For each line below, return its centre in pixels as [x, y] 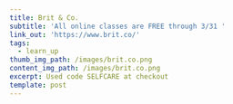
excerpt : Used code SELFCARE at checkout [89, 77]
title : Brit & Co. [44, 18]
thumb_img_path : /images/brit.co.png [81, 60]
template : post [38, 85]
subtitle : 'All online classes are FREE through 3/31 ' [117, 26]
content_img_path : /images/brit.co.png [85, 69]
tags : [20, 43]
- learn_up [38, 52]
